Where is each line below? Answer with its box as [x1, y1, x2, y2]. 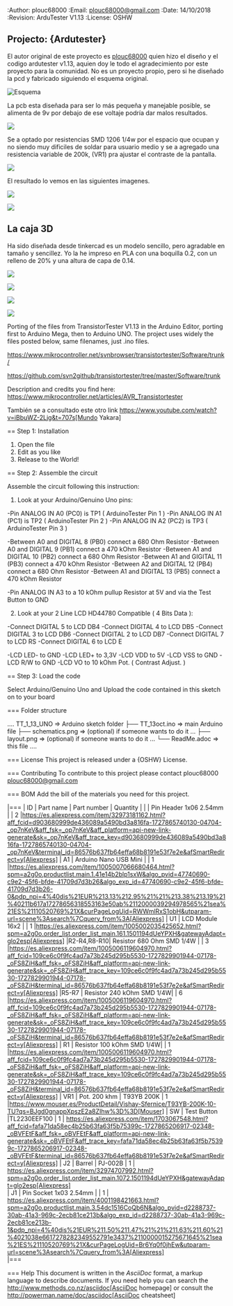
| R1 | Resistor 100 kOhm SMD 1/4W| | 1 [58, 1040, 171, 1049]
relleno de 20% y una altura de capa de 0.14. [7, 256, 136, 264]
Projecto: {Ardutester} [7, 33, 106, 45]
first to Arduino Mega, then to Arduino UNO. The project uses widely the [7, 329, 214, 337]
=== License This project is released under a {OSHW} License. [7, 755, 188, 764]
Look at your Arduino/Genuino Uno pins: [17, 495, 134, 504]
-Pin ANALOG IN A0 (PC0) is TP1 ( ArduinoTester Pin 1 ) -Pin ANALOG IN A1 [7, 509, 223, 517]
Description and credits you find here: [7, 385, 116, 393]
